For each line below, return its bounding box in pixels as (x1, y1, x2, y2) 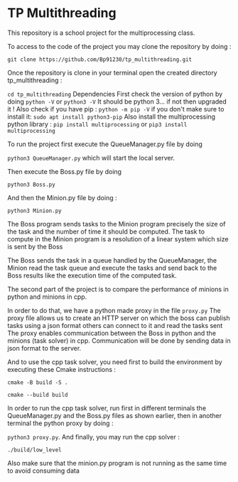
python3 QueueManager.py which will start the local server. (7, 153, 175, 162)
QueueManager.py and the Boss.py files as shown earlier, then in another (7, 411, 222, 420)
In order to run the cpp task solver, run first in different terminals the (7, 403, 207, 412)
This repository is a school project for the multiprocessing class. (7, 28, 195, 37)
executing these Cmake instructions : (7, 365, 116, 373)
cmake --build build (7, 391, 69, 398)
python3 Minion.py (7, 207, 62, 214)
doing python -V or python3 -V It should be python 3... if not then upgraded (7, 97, 227, 106)
